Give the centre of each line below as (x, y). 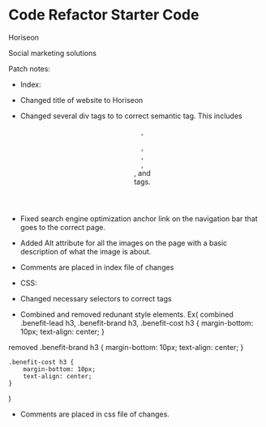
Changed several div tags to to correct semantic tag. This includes (131, 116)
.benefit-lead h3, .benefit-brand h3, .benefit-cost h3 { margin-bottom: (137, 322)
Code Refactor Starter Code (104, 15)
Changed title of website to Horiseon (82, 100)
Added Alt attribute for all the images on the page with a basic (124, 243)
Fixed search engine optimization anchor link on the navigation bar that (139, 218)
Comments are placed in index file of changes (97, 267)
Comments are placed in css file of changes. (95, 414)
